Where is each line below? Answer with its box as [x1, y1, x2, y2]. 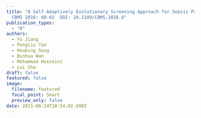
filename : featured [11, 86, 60, 92]
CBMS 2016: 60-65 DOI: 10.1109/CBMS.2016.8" [11, 14, 127, 20]
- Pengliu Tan [11, 42, 47, 48]
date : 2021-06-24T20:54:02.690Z [6, 103, 87, 109]
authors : [6, 31, 28, 37]
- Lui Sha [11, 64, 36, 70]
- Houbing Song [11, 48, 50, 54]
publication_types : [6, 20, 55, 26]
